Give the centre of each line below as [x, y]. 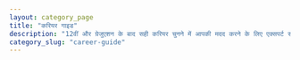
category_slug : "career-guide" [67, 42]
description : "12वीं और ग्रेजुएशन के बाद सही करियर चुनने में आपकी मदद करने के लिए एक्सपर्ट [146, 34]
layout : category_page [51, 17]
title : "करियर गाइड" [43, 26]
